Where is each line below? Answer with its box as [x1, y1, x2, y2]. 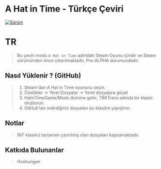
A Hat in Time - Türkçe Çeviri [5, 3, 124, 15]
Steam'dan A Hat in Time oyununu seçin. [24, 84, 106, 90]
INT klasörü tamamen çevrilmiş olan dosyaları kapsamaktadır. [16, 132, 140, 138]
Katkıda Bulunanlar [5, 146, 64, 154]
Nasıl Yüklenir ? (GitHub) [5, 72, 81, 80]
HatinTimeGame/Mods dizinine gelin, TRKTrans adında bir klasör [24, 94, 153, 100]
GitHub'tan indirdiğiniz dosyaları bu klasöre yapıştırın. [24, 105, 131, 111]
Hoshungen [16, 159, 40, 165]
